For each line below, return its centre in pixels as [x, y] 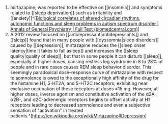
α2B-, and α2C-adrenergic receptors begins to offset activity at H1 [80, 100]
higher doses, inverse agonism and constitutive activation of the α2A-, [84, 94]
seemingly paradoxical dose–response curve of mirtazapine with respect [86, 72]
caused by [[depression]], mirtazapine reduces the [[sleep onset [78, 45]
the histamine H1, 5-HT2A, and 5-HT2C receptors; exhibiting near [79, 83]
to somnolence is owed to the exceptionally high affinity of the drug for [85, 78]
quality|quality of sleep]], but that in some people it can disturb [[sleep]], [86, 56]
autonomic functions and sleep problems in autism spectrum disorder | [84, 23]
